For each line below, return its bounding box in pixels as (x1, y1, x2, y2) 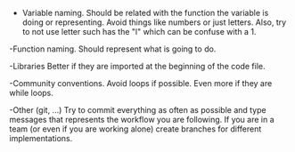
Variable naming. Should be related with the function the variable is (21, 8, 269, 18)
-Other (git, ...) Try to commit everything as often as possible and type (9, 105, 266, 115)
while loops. (9, 88, 53, 98)
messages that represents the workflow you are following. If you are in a (9, 115, 275, 124)
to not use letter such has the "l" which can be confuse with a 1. (21, 27, 257, 36)
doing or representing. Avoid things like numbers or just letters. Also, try (21, 17, 287, 28)
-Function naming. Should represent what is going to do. (9, 44, 217, 54)
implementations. (9, 133, 73, 143)
